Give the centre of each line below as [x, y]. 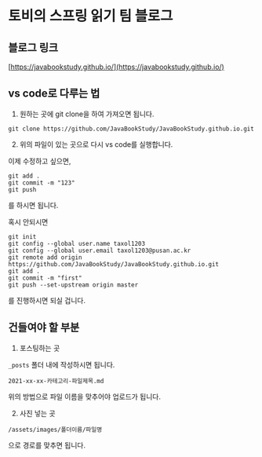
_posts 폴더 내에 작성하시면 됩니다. [62, 364]
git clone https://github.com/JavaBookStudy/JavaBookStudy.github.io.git [131, 129]
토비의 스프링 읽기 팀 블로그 [91, 16]
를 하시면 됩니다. [33, 205]
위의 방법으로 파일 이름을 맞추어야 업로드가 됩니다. [85, 397]
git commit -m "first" [45, 278]
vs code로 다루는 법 [54, 94]
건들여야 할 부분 [44, 328]
